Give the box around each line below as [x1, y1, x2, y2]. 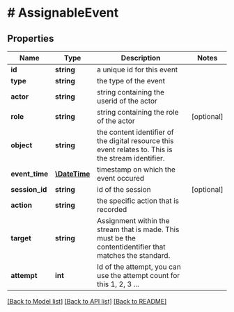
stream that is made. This [97, 224, 180, 234]
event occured [97, 174, 145, 183]
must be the [97, 233, 136, 243]
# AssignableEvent [7, 5, 119, 21]
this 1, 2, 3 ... [97, 279, 139, 289]
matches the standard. [97, 251, 171, 260]
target [10, 233, 31, 243]
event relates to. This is [97, 145, 173, 154]
